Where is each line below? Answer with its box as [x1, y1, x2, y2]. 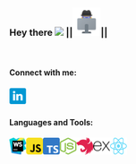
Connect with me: [9, 66, 78, 78]
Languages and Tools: [9, 117, 94, 128]
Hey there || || [9, 26, 108, 39]
